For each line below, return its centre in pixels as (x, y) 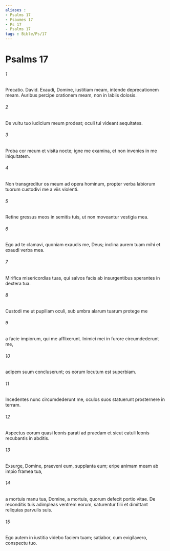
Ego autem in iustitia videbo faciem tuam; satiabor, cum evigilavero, (76, 538)
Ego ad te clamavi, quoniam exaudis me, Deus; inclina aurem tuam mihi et (83, 245)
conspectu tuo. (21, 543)
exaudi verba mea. (25, 250)
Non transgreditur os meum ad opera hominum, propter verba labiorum (80, 184)
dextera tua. (18, 283)
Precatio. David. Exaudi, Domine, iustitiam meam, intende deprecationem (82, 90)
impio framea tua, (24, 471)
